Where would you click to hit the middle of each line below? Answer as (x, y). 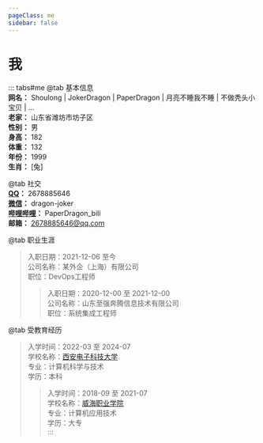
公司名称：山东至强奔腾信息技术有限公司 (113, 303)
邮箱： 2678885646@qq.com (56, 223)
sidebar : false (33, 23)
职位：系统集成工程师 (82, 313)
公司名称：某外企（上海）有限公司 (83, 267)
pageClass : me (32, 15)
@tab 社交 (25, 184)
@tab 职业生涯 (32, 240)
